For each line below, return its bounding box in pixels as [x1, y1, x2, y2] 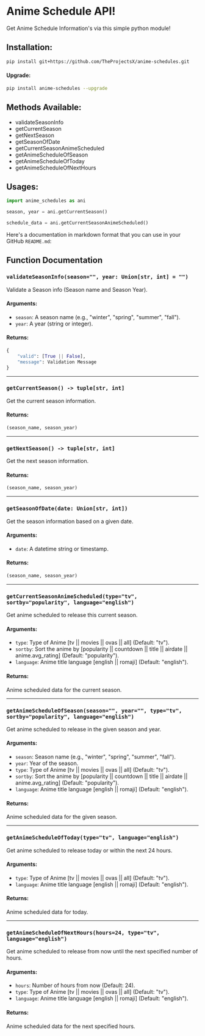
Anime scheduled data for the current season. [6, 686, 122, 694]
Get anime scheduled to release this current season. [6, 612, 138, 619]
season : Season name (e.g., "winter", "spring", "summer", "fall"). [15, 753, 176, 761]
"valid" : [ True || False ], [17, 353, 86, 359]
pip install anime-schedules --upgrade [6, 85, 108, 91]
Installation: [6, 42, 53, 53]
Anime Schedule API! [6, 4, 116, 18]
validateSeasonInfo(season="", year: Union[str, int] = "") [6, 273, 189, 281]
